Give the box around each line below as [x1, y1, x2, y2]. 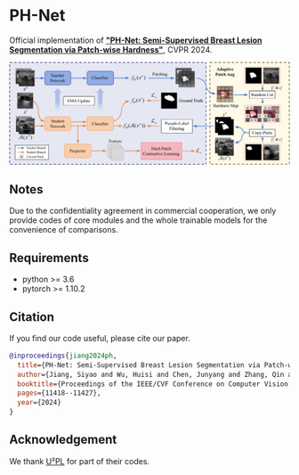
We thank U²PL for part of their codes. [9, 455, 149, 466]
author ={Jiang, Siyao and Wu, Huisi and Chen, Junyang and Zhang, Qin [17, 370, 285, 379]
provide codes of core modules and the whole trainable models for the [9, 215, 268, 225]
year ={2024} [17, 398, 62, 407]
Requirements [9, 250, 89, 266]
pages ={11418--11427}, [17, 389, 101, 397]
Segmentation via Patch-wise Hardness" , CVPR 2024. [9, 44, 213, 54]
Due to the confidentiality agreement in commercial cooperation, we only [9, 206, 277, 217]
